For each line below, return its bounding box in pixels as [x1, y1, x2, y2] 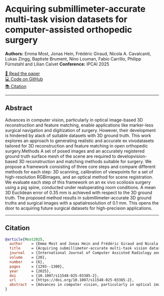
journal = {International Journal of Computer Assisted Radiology [9, 251, 152, 255]
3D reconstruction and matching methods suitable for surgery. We [19, 158, 152, 164]
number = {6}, [9, 259, 45, 264]
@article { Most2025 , [5, 237, 45, 242]
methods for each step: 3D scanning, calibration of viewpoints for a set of [5, 169, 154, 174]
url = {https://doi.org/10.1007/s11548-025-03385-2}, [9, 277, 134, 283]
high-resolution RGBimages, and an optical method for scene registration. [5, 174, 153, 180]
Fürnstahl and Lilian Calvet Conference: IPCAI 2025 [5, 61, 110, 67]
